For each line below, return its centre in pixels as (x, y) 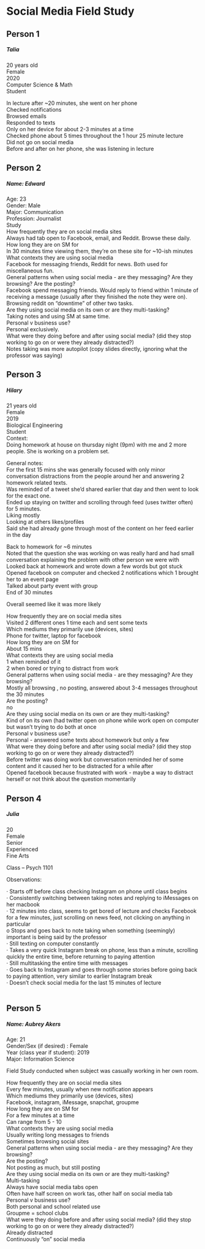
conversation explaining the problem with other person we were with (93, 560)
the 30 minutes (25, 694)
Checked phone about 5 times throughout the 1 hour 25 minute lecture (95, 136)
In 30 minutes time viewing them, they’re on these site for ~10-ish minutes (100, 251)
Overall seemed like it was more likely (54, 604)
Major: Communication (35, 212)
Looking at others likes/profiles (45, 522)
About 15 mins (24, 649)
